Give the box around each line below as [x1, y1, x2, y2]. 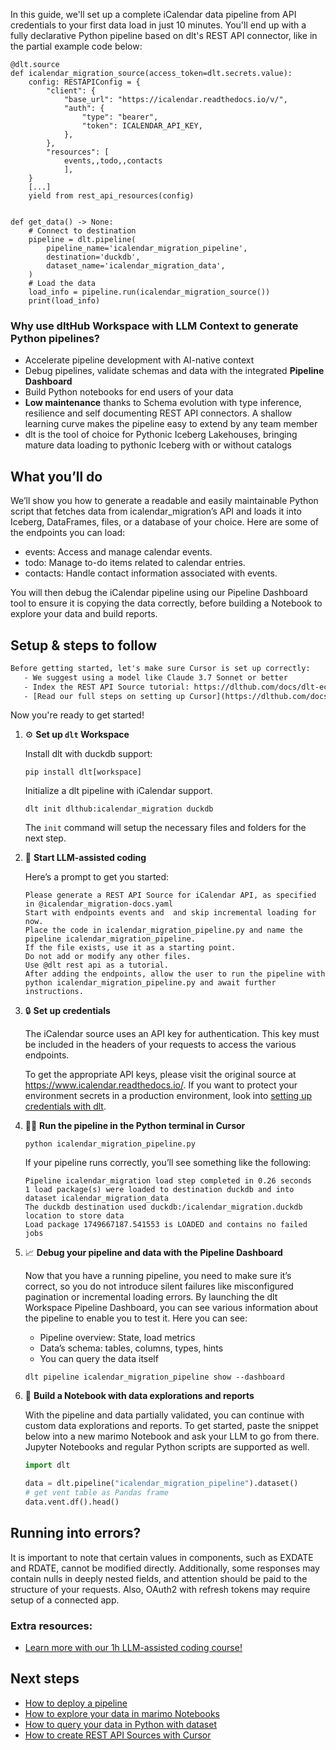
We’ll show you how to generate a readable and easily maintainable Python [10, 495, 319, 507]
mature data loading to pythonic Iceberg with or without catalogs [24, 439, 292, 451]
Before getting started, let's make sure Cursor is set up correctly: [10, 663, 311, 673]
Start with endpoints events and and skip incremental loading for [24, 908, 317, 918]
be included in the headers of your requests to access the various [24, 1039, 297, 1051]
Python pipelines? [10, 331, 100, 345]
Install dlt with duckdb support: [24, 748, 153, 760]
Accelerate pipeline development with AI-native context [24, 354, 255, 366]
